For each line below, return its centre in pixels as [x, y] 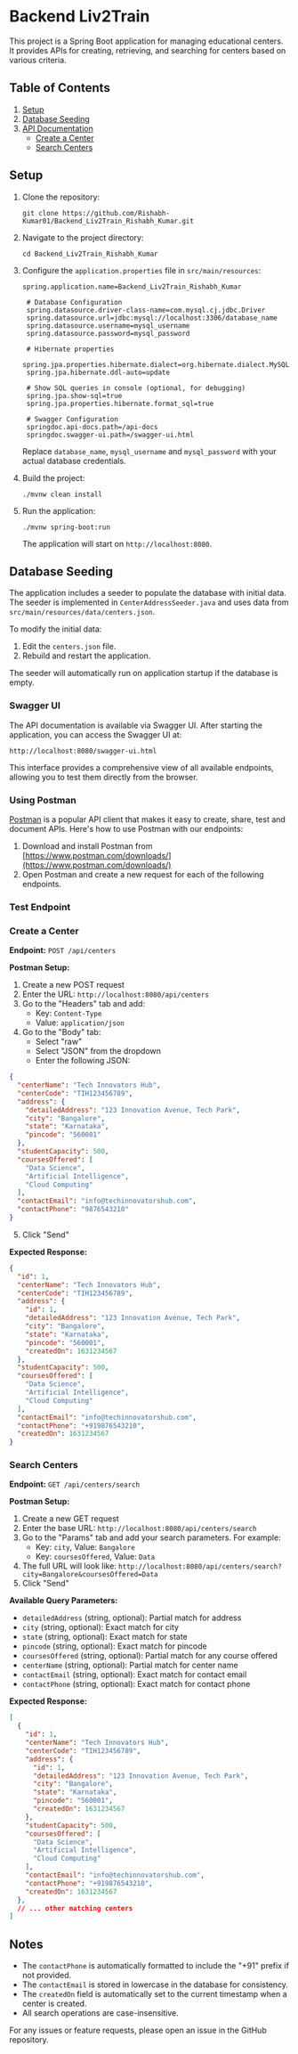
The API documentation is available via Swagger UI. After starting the [136, 725]
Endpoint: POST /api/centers [63, 950]
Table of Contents [60, 88]
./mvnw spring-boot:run [66, 527]
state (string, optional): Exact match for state [105, 1637]
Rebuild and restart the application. [86, 656]
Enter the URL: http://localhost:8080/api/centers [115, 994]
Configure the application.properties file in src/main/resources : [141, 270]
